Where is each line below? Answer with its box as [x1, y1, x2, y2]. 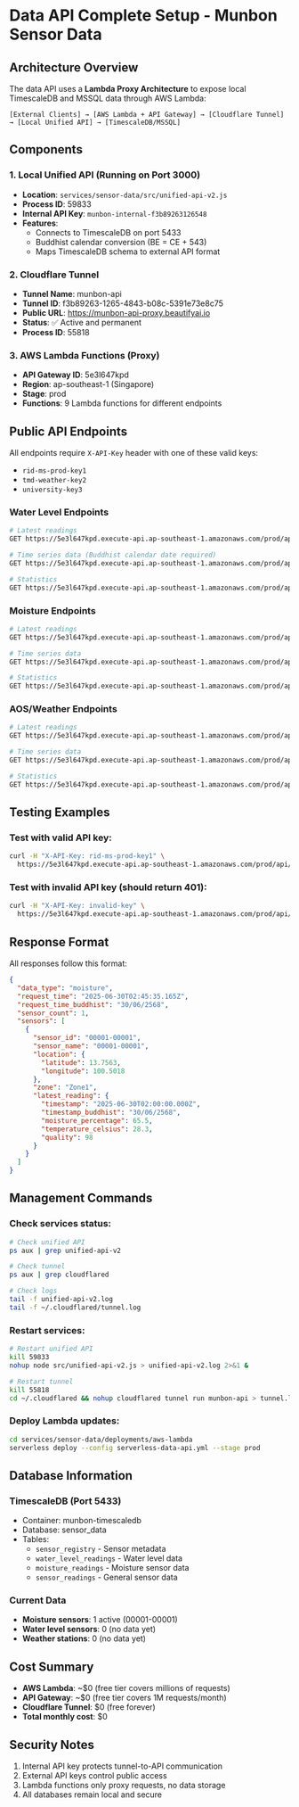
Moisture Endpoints [9, 604, 96, 616]
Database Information [9, 1468, 133, 1483]
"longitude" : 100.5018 [41, 1067, 125, 1076]
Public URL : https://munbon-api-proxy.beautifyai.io [21, 307, 211, 318]
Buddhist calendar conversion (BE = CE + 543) [35, 236, 207, 247]
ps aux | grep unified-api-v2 [9, 1246, 122, 1255]
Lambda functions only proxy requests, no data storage [21, 1780, 226, 1791]
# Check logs [9, 1286, 58, 1296]
